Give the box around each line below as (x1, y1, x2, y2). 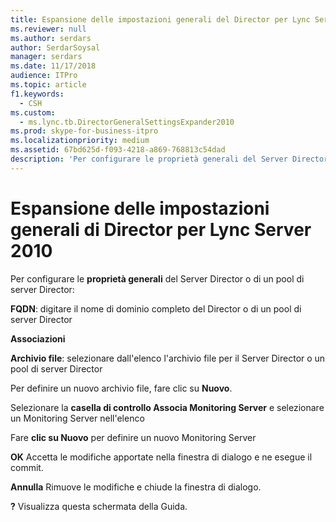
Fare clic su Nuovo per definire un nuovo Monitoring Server (10, 431, 257, 443)
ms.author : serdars (10, 33, 92, 43)
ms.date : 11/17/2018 (10, 61, 97, 71)
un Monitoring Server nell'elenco (10, 412, 145, 424)
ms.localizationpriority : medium (10, 136, 150, 146)
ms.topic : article (10, 80, 87, 90)
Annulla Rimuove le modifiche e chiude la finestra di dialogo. (10, 481, 262, 493)
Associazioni (10, 332, 66, 345)
